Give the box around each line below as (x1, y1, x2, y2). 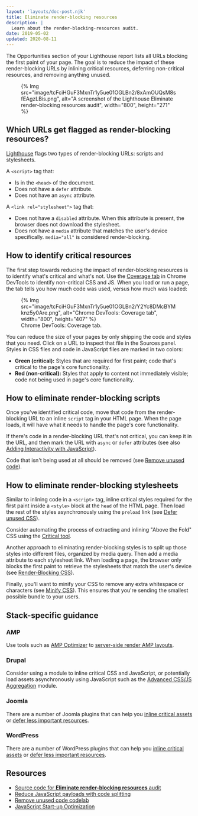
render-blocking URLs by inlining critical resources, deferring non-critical (6, 65, 184, 72)
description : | (6, 20, 44, 25)
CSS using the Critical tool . (6, 533, 72, 540)
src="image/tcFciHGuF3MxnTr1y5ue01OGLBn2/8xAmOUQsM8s (21, 89, 176, 96)
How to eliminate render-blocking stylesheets (6, 480, 178, 490)
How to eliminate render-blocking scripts (6, 393, 161, 403)
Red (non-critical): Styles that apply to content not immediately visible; (14, 370, 189, 377)
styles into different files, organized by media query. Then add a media (6, 551, 178, 558)
